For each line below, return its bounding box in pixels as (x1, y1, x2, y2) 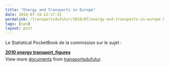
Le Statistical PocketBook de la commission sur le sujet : (5, 39, 122, 45)
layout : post (5, 26, 33, 31)
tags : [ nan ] (5, 21, 30, 26)
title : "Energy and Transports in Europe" (5, 7, 96, 12)
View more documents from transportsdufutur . (5, 56, 102, 62)
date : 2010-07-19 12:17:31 (5, 12, 62, 17)
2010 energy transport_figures (5, 49, 71, 55)
